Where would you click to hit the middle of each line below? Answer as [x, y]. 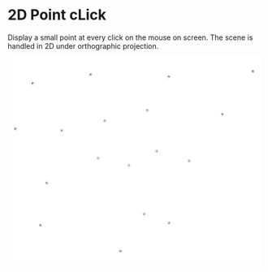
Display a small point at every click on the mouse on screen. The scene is [130, 37]
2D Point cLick [57, 15]
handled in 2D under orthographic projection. [83, 45]
